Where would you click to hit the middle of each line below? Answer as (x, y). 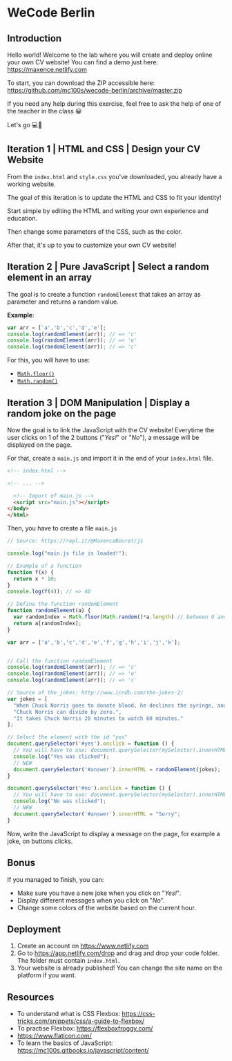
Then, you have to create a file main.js (62, 528)
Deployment (34, 929)
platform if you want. (47, 975)
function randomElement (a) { (49, 611)
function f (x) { (30, 572)
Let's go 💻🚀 (25, 125)
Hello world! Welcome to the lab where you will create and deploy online (110, 55)
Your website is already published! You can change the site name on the (120, 968)
